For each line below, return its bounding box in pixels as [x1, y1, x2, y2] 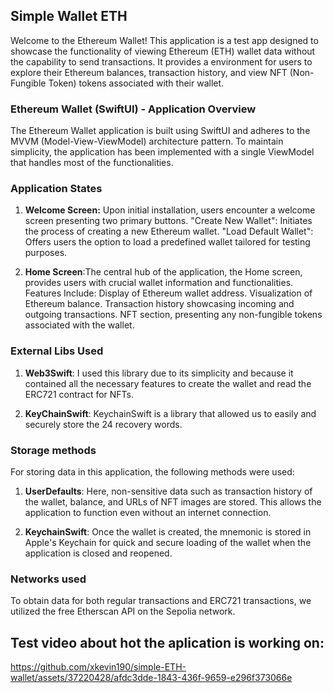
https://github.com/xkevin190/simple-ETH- [10, 661, 187, 673]
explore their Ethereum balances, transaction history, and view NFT [10, 66, 288, 78]
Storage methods [10, 443, 97, 457]
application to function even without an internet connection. [24, 507, 272, 518]
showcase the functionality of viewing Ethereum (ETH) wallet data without [10, 45, 316, 57]
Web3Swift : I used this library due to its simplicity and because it [24, 367, 294, 379]
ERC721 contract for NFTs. [24, 388, 135, 400]
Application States [10, 182, 103, 196]
